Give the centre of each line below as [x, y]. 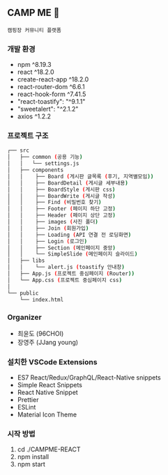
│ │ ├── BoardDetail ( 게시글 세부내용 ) [68, 183]
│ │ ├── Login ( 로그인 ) [47, 241]
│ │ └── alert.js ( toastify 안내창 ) [66, 267]
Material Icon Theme [47, 414]
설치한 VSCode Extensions [52, 361]
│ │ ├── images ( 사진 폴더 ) [53, 222]
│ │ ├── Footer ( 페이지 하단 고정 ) [62, 209]
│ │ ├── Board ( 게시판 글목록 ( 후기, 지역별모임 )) [81, 176]
